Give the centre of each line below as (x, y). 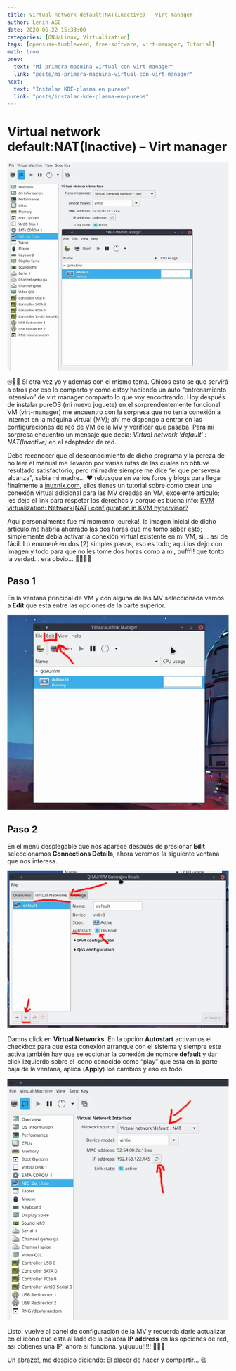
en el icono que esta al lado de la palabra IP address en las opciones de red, (118, 1339)
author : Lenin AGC (34, 22)
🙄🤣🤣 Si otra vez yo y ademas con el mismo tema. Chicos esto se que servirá (118, 382)
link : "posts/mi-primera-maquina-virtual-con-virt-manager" (103, 74)
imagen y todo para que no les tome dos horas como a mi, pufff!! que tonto (116, 551)
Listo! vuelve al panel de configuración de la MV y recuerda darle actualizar (117, 1331)
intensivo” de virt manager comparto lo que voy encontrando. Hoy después (116, 397)
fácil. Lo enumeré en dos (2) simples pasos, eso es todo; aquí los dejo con (115, 544)
